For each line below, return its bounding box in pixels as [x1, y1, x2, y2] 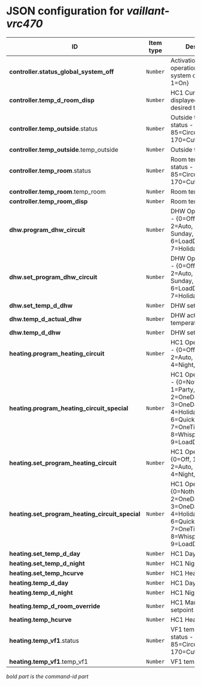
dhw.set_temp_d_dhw [9, 301, 73, 309]
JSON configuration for [6, 4, 124, 18]
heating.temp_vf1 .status [9, 636, 80, 645]
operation [170, 64, 198, 72]
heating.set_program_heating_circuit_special [9, 510, 141, 518]
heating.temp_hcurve [9, 615, 72, 624]
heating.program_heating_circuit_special [9, 404, 129, 412]
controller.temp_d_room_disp [9, 96, 95, 104]
